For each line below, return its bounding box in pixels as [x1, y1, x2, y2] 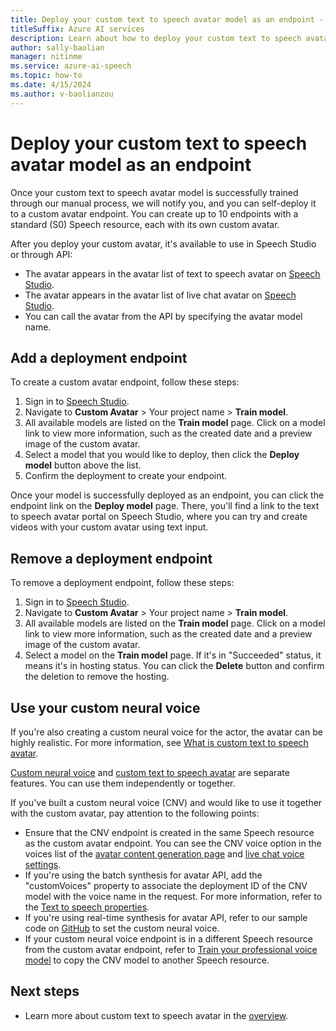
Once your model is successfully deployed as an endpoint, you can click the [10, 489, 325, 501]
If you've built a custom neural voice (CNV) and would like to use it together [10, 797, 323, 808]
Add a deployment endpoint [10, 349, 188, 366]
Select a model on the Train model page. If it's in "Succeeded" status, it [24, 649, 322, 661]
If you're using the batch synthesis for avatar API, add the [24, 869, 263, 881]
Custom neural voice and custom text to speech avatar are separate [10, 767, 290, 778]
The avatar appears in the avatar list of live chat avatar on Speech [24, 289, 297, 301]
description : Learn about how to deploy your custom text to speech [10, 33, 302, 43]
